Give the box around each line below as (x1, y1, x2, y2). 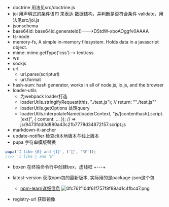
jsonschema (12, 23, 39, 29)
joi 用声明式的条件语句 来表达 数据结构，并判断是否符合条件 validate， (12, 11, 159, 17)
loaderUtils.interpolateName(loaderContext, (20, 111, 112, 116)
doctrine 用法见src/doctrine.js (12, 5, 75, 10)
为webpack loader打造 (20, 93, 67, 99)
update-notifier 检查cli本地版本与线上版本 (12, 133, 99, 139)
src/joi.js (21, 17, 40, 23)
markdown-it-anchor (12, 127, 56, 133)
